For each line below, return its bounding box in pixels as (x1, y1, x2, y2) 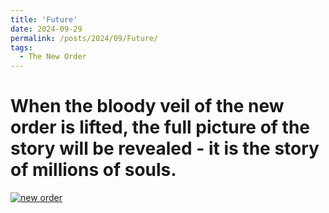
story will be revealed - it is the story (10, 137, 320, 160)
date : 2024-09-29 (10, 24, 83, 34)
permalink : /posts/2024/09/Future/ (10, 33, 159, 43)
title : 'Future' (10, 14, 78, 25)
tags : (10, 42, 33, 53)
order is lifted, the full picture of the (10, 116, 311, 139)
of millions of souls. (10, 159, 177, 181)
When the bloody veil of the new (10, 95, 285, 118)
